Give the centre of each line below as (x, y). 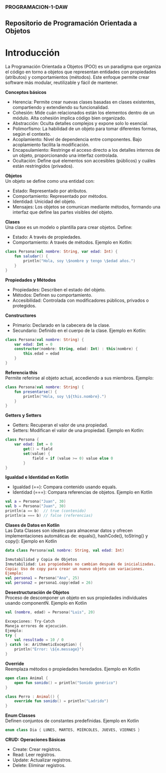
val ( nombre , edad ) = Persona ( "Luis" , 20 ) (50, 612)
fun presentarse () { (36, 392)
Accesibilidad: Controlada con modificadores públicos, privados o (80, 300)
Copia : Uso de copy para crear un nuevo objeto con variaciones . (75, 569)
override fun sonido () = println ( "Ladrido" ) (61, 701)
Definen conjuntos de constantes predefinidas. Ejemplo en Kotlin (72, 721)
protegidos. (24, 305)
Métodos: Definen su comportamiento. (52, 295)
